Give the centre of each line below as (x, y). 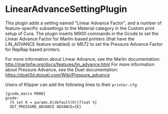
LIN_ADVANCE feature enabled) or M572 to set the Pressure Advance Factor (84, 44)
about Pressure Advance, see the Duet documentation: (62, 69)
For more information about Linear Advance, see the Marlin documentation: (83, 59)
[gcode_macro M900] (25, 94)
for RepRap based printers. (33, 49)
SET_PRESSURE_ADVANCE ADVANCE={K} (45, 107)
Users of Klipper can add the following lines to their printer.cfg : (72, 84)
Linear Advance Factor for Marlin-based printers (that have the (70, 39)
